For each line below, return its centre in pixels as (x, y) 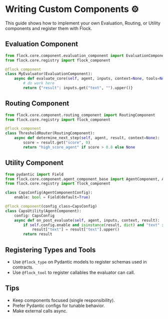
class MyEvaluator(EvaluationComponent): (49, 74)
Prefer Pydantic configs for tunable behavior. (58, 305)
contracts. (23, 267)
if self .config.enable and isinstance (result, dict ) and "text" (91, 225)
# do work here (39, 83)
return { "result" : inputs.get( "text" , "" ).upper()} (78, 88)
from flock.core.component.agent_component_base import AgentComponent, (82, 179)
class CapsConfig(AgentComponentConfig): (49, 193)
